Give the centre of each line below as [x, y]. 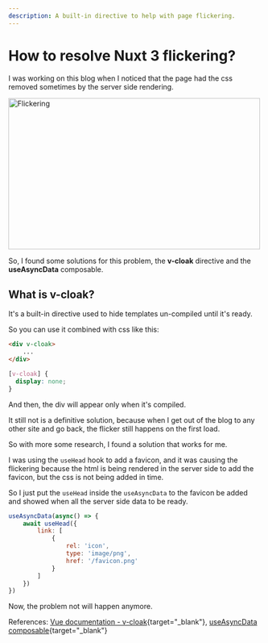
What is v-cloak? [52, 294]
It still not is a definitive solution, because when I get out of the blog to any [132, 420]
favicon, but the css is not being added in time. [86, 477]
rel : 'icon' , [88, 546]
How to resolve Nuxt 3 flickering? [122, 55]
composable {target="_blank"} [58, 631]
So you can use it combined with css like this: [84, 330]
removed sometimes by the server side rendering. [91, 86]
